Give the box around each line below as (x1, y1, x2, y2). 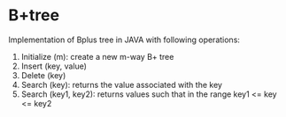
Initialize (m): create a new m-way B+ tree (20, 51, 174, 62)
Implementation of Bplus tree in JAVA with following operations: (8, 34, 241, 45)
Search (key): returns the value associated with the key (20, 79, 223, 90)
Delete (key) (20, 69, 66, 80)
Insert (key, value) (20, 61, 88, 71)
